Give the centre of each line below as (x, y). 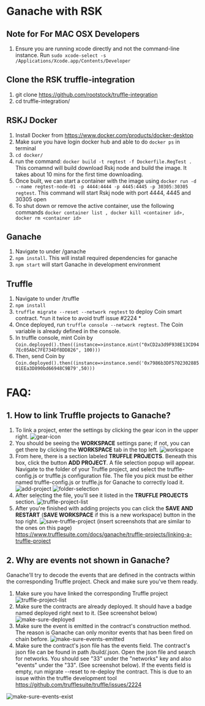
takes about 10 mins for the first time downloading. (79, 174)
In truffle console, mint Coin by (54, 338)
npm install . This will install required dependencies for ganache (96, 258)
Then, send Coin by (40, 356)
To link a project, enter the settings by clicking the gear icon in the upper (107, 430)
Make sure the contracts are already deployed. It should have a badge (103, 607)
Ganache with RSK (54, 11)
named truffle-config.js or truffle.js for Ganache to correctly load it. (100, 482)
